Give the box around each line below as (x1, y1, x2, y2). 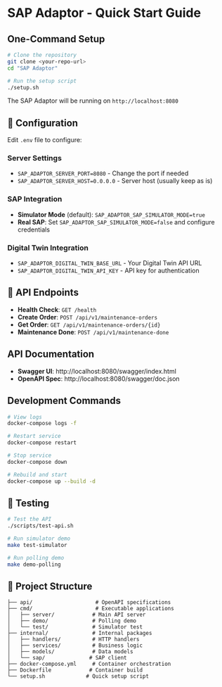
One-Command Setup (7, 33, 105, 45)
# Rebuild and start (7, 471, 68, 478)
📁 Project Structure (7, 580, 93, 592)
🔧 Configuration (7, 117, 79, 129)
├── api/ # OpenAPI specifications (7, 599, 171, 606)
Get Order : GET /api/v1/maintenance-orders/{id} (17, 320, 161, 329)
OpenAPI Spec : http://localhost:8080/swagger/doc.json (17, 374, 181, 383)
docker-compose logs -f (7, 420, 77, 427)
